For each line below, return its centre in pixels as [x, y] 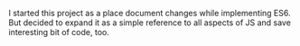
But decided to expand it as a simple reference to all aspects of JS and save [150, 23]
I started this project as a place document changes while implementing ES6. [150, 13]
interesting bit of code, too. [59, 32]
